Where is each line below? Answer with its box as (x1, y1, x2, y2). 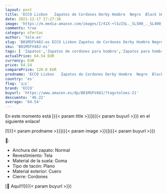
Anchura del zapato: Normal (12, 147, 71, 153)
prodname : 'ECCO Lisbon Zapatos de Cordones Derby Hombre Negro (5, 72, 148, 77)
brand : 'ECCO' (5, 85, 35, 91)
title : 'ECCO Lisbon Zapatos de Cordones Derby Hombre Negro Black (5, 12, 157, 17)
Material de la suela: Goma (12, 158, 67, 164)
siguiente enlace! (5, 119, 40, 125)
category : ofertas (5, 30, 43, 35)
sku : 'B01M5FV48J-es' (5, 44, 50, 49)
